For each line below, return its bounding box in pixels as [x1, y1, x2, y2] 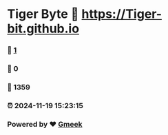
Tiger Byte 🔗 [7, 6, 79, 22]
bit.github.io [7, 21, 80, 37]
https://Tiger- [81, 6, 162, 22]
